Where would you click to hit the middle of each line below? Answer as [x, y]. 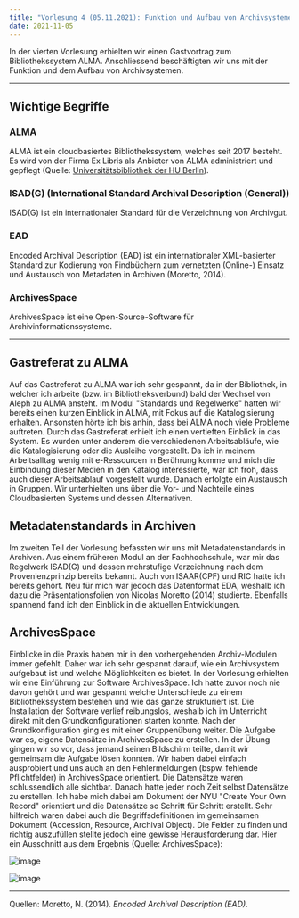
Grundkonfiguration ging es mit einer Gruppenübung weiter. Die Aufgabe [142, 730]
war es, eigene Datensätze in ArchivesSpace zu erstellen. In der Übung [140, 739]
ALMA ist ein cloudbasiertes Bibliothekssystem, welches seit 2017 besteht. [146, 152]
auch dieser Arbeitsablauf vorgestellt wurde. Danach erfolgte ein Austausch [148, 479]
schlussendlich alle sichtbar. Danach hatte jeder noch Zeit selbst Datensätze [149, 787]
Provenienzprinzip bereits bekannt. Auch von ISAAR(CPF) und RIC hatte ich [147, 575]
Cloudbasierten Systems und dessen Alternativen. [101, 498]
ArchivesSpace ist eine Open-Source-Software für [101, 317]
